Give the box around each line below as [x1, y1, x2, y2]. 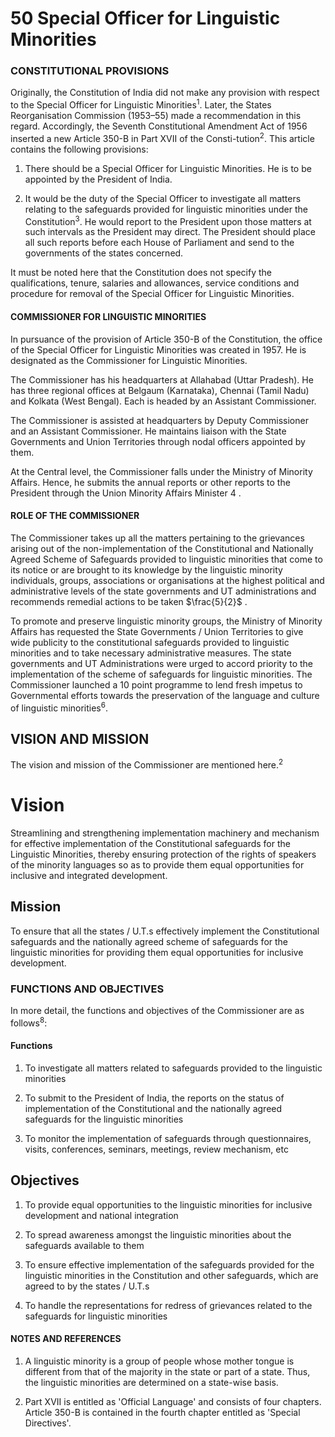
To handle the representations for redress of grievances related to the [24, 1299, 313, 1311]
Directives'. [24, 1417, 72, 1429]
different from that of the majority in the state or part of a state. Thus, [24, 1365, 311, 1377]
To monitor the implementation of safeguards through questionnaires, [24, 1132, 312, 1144]
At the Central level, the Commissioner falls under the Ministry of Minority [10, 465, 313, 477]
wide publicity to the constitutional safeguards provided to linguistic [10, 636, 290, 648]
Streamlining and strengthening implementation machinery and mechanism [10, 827, 320, 839]
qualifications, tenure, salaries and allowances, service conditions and [10, 277, 300, 289]
